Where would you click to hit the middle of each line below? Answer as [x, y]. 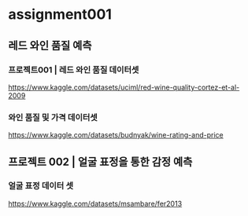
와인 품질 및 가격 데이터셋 [53, 117]
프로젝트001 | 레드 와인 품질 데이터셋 [74, 70]
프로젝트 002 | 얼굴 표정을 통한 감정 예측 [100, 161]
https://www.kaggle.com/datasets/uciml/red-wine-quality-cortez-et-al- [124, 87]
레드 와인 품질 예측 [50, 45]
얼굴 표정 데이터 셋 [41, 186]
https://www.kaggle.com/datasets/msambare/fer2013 [95, 203]
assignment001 [60, 15]
